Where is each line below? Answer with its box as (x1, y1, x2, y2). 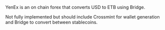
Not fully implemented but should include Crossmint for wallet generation (5, 14, 160, 19)
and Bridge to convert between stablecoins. (5, 19, 98, 25)
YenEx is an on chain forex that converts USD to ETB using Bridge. (5, 4, 146, 10)
